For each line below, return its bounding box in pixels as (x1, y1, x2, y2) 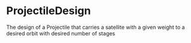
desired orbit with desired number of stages (6, 29, 116, 37)
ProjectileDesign (6, 4, 92, 18)
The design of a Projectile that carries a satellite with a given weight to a (6, 24, 185, 31)
